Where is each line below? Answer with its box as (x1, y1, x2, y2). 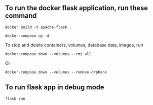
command (5, 12, 37, 20)
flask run (5, 96, 26, 101)
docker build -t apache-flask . (5, 25, 72, 30)
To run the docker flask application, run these (5, 4, 148, 12)
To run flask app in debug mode (5, 83, 105, 92)
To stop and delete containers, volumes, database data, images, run (5, 42, 143, 48)
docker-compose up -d (5, 33, 50, 38)
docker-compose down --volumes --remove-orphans (5, 70, 107, 74)
